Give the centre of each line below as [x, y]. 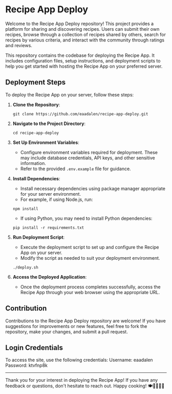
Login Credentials [34, 348]
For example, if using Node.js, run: [57, 199]
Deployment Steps [35, 82]
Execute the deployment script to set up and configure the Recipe [90, 247]
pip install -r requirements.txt [48, 227]
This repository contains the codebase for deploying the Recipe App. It [80, 55]
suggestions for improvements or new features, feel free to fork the [76, 326]
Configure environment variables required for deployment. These [89, 152]
